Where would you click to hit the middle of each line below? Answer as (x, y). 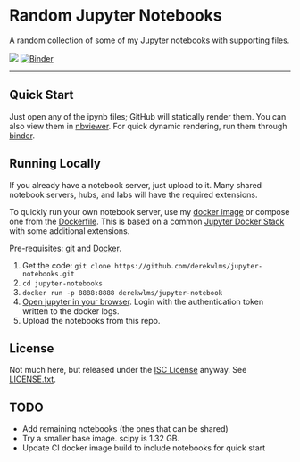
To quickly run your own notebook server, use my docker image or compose (150, 211)
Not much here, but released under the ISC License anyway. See (128, 370)
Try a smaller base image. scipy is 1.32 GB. (101, 439)
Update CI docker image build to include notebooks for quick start (144, 448)
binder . (22, 136)
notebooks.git (48, 274)
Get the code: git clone (67, 265)
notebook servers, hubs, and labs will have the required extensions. (133, 194)
